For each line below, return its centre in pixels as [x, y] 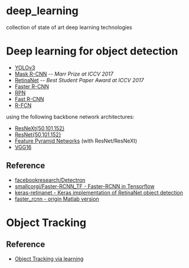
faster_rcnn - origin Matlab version [57, 199]
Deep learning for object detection [92, 51]
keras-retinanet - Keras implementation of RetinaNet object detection [99, 192]
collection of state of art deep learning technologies [69, 27]
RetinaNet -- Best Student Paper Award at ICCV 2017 [79, 80]
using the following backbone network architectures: [70, 117]
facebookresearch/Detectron [50, 180]
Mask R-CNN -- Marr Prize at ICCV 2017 [64, 74]
